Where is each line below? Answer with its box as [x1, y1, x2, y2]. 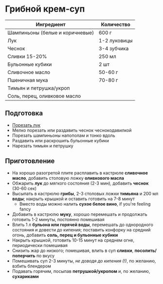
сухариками [12, 273, 39, 279]
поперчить [12, 252, 36, 259]
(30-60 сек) [12, 185, 37, 191]
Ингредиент [36, 21, 66, 28]
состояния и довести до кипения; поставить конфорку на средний [12, 227, 151, 232]
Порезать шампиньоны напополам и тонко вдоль [12, 133, 115, 138]
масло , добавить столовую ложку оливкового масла [12, 175, 124, 181]
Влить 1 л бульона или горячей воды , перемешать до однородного [12, 222, 153, 227]
